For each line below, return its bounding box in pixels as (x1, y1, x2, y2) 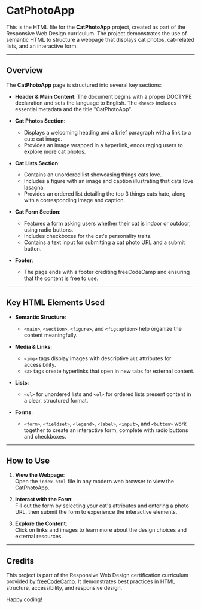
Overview (6, 65, 44, 75)
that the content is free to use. (23, 275, 99, 282)
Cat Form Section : (14, 208, 61, 215)
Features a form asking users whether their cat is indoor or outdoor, (23, 220, 191, 227)
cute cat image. (23, 135, 63, 142)
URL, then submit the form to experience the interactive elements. (14, 508, 178, 516)
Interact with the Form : (14, 496, 73, 503)
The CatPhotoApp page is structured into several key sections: (6, 81, 162, 89)
